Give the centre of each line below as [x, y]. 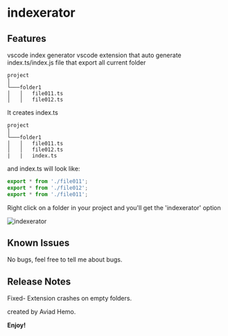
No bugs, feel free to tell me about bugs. [65, 259]
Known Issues [38, 243]
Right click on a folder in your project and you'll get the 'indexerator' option [114, 207]
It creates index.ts [33, 112]
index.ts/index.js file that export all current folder [77, 63]
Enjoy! [17, 326]
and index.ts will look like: [44, 169]
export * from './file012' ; [48, 188]
